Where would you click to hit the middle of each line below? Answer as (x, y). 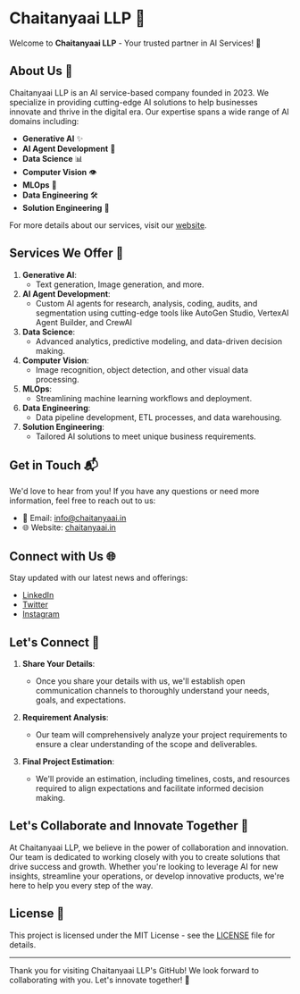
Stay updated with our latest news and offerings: (99, 578)
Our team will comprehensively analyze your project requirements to (161, 735)
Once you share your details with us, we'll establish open (140, 681)
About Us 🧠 (41, 71)
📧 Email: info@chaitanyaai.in (74, 518)
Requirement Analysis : (65, 717)
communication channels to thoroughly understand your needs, (152, 691)
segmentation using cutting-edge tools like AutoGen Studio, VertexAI (162, 313)
